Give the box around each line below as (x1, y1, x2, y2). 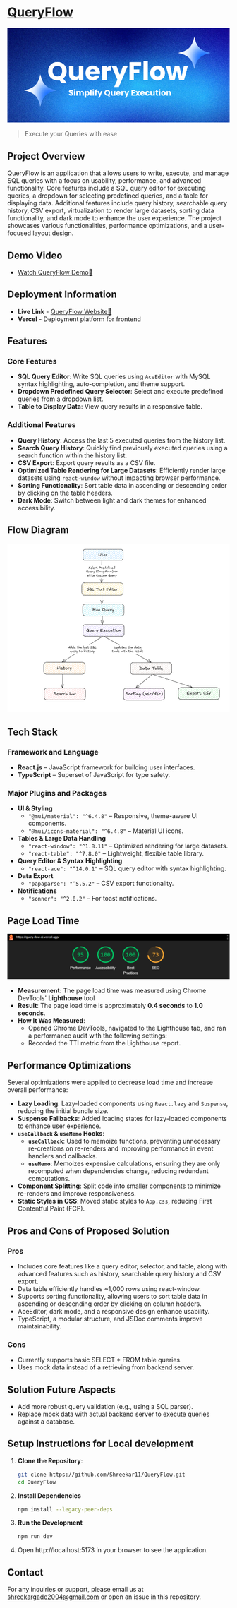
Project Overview (7, 150, 85, 162)
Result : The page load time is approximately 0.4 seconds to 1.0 (17, 1002, 203, 1010)
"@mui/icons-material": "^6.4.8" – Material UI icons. (28, 827, 184, 835)
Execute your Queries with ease (24, 130, 118, 138)
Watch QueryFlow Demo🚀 (17, 268, 93, 276)
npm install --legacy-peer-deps (17, 1506, 113, 1513)
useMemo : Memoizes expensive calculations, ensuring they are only (28, 1159, 221, 1168)
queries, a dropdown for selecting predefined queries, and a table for (7, 191, 209, 200)
